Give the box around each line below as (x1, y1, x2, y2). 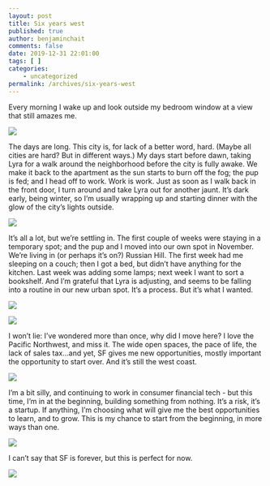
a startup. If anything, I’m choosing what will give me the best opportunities (8, 405, 260, 415)
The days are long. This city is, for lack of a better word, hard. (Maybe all (8, 141, 251, 151)
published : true (8, 27, 63, 35)
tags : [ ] (8, 58, 42, 66)
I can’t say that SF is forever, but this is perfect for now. (8, 453, 193, 462)
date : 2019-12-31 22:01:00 (8, 49, 100, 58)
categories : (8, 65, 49, 73)
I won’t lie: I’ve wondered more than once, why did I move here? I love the (8, 330, 254, 341)
